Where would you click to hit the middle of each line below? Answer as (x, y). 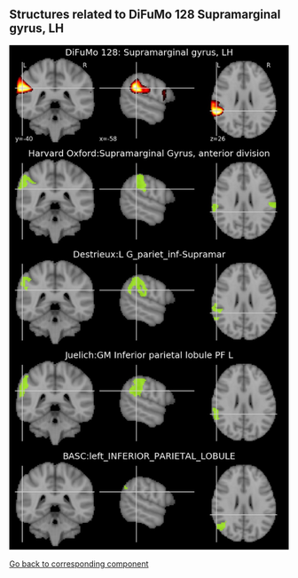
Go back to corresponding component (79, 564)
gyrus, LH (37, 29)
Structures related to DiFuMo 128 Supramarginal (145, 15)
